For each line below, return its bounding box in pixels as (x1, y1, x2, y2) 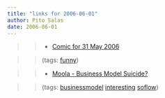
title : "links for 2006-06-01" (7, 10, 98, 17)
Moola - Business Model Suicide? (52, 69, 148, 78)
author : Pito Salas (7, 17, 64, 24)
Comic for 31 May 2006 (52, 43, 120, 51)
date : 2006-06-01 (7, 23, 58, 30)
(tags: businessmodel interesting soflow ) (41, 83, 159, 92)
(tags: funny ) (41, 56, 79, 64)
